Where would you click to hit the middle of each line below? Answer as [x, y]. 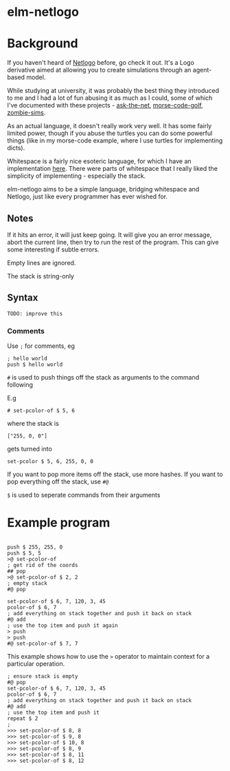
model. [36, 77]
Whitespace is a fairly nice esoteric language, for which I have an [99, 161]
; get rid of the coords [43, 565]
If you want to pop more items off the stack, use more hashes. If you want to [115, 474]
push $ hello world [35, 365]
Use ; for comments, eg [41, 346]
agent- [202, 70]
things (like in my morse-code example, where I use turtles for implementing [115, 141]
